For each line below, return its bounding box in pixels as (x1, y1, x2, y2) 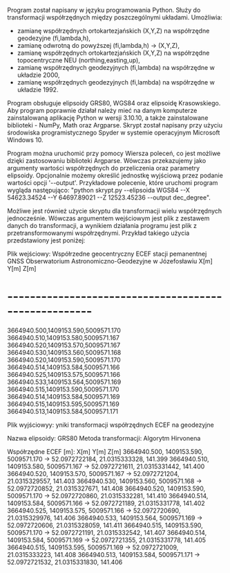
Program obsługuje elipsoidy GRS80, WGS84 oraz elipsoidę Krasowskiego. (7, 99, 221, 107)
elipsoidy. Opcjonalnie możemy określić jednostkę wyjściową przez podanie (7, 171, 223, 179)
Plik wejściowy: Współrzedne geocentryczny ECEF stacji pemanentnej (7, 249, 207, 258)
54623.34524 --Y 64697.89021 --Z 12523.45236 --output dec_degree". (7, 193, 211, 202)
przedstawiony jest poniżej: (7, 236, 86, 245)
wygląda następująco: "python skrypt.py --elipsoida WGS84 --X (7, 186, 190, 194)
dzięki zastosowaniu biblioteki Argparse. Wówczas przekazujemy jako (7, 157, 207, 165)
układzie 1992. (17, 86, 59, 94)
